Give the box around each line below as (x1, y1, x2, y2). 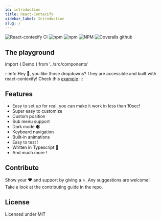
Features (5, 90, 33, 98)
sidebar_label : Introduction (5, 16, 65, 21)
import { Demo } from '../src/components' (5, 61, 89, 67)
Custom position (12, 113, 46, 119)
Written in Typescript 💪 (12, 144, 59, 150)
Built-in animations (12, 134, 50, 140)
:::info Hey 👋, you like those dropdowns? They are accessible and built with (5, 71, 157, 77)
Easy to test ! (12, 139, 39, 145)
